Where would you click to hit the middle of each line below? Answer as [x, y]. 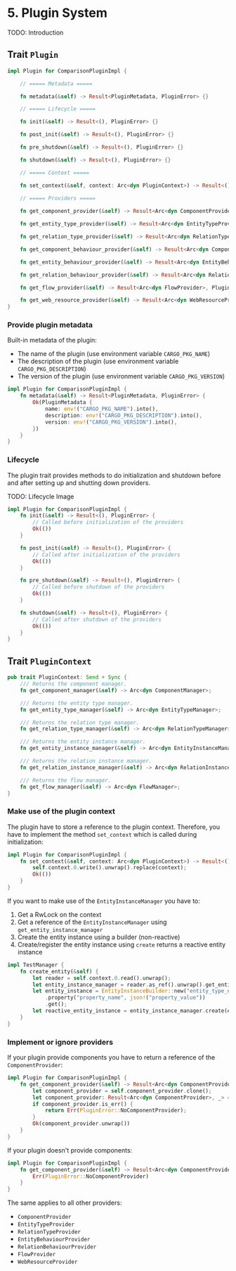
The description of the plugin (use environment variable [98, 362]
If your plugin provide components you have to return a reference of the [111, 1057]
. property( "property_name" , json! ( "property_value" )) [125, 998]
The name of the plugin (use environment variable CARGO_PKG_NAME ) [114, 354]
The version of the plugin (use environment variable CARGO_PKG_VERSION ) [121, 376]
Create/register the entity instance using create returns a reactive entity [122, 944]
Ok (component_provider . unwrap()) [81, 1124]
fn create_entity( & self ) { [59, 971]
